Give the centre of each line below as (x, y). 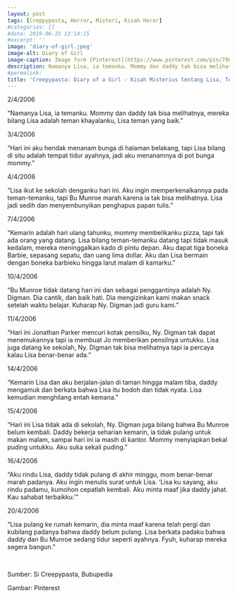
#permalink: (25, 73)
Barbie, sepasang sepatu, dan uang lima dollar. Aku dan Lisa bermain (108, 256)
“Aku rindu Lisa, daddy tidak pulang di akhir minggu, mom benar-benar (110, 474)
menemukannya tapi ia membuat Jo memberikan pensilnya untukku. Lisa (113, 340)
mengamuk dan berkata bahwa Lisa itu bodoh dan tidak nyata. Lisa (105, 390)
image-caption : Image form (47, 60)
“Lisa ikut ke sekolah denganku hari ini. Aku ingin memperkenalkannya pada (118, 191)
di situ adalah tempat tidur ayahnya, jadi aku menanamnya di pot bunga (111, 155)
